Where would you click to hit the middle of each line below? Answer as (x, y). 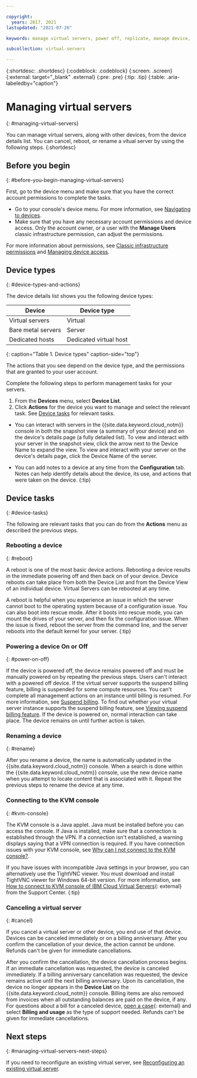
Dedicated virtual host (97, 339)
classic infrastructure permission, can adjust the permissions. (89, 234)
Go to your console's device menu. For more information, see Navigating (103, 209)
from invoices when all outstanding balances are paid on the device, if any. (97, 999)
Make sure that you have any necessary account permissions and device (103, 221)
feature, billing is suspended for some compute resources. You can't (89, 689)
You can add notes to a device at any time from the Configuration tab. (100, 467)
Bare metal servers (35, 330)
